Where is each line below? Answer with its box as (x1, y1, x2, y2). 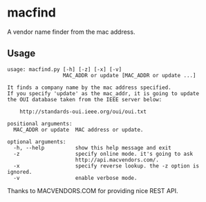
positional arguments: (7, 120, 73, 127)
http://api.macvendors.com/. (75, 156, 159, 163)
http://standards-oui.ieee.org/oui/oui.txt (19, 108, 147, 115)
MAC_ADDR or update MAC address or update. (13, 126, 144, 133)
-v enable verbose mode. (13, 174, 138, 181)
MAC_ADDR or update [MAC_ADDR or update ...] (62, 72, 196, 79)
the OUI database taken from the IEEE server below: (7, 96, 162, 103)
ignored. (7, 168, 32, 175)
